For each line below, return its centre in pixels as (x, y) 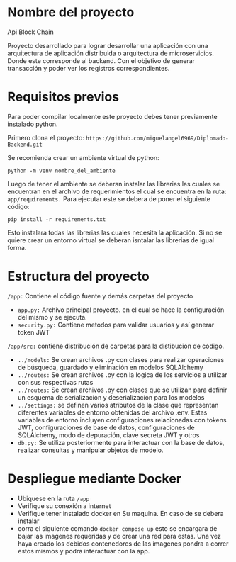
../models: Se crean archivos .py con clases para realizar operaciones (121, 359)
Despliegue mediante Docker (95, 478)
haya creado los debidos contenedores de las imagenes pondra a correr (123, 544)
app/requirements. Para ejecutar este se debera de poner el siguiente (109, 198)
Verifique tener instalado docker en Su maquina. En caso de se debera (121, 513)
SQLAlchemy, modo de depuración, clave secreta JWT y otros (108, 435)
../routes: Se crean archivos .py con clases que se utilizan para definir (122, 390)
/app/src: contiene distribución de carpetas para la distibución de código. (116, 346)
